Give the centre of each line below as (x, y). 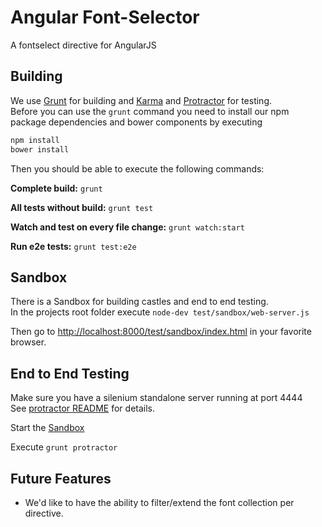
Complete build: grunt (56, 188)
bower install (40, 149)
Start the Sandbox (47, 428)
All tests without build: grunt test (82, 207)
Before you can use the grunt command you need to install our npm (150, 111)
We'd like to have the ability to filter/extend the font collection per (159, 502)
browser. (28, 342)
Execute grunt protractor (64, 447)
